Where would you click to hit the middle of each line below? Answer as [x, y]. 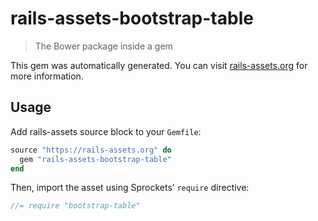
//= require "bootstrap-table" [75, 206]
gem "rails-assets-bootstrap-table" [95, 159]
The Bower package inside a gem [103, 46]
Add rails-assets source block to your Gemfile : [106, 131]
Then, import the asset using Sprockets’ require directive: [130, 188]
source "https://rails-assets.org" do [91, 150]
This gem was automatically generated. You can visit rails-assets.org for [159, 65]
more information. [47, 76]
